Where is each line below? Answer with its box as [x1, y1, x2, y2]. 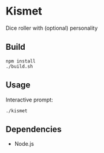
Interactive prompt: [5, 96, 53, 103]
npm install [5, 58, 36, 64]
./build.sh [5, 63, 33, 69]
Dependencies [5, 124, 62, 134]
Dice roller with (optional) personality [5, 24, 98, 32]
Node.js [14, 140, 34, 148]
